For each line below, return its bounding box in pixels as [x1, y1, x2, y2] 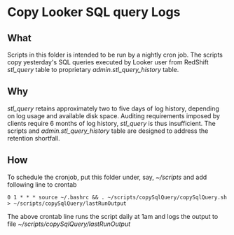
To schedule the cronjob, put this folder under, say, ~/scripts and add [7, 173, 207, 181]
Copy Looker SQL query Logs [7, 4, 181, 20]
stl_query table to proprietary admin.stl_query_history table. [7, 66, 179, 73]
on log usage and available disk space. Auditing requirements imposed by [7, 111, 221, 120]
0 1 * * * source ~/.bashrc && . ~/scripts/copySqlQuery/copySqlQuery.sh [7, 194, 228, 201]
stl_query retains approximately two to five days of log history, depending [7, 104, 219, 113]
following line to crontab [7, 180, 77, 189]
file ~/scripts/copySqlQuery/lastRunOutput [7, 220, 131, 228]
